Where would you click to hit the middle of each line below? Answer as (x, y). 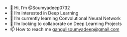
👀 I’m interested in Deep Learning (44, 13)
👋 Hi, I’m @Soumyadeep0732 (40, 8)
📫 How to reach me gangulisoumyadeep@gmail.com (64, 29)
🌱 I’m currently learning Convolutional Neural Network (65, 18)
